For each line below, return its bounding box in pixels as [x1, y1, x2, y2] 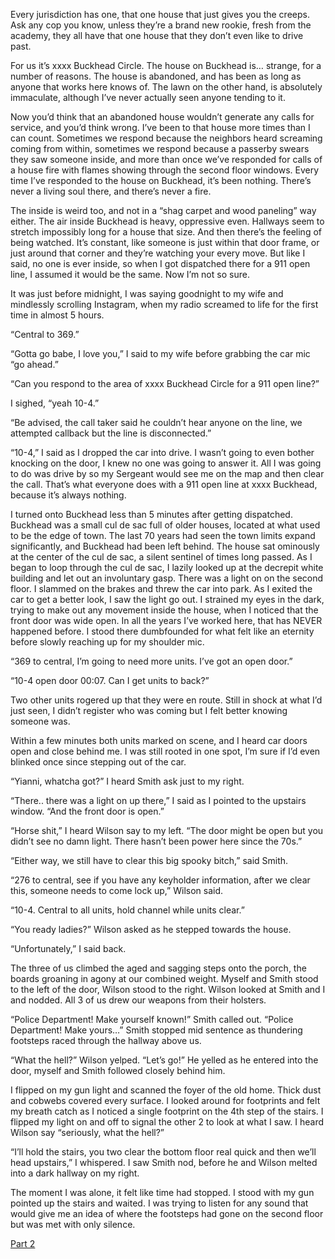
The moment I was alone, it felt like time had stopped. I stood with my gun [10, 1187, 315, 1198]
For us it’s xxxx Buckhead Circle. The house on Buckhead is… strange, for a [10, 60, 322, 71]
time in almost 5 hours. [10, 309, 105, 321]
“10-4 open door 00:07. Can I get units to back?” [10, 675, 210, 686]
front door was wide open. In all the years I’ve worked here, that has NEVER [10, 615, 323, 626]
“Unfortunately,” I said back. [10, 943, 127, 954]
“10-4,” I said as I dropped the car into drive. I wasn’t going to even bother [10, 447, 315, 458]
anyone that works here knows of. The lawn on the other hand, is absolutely [10, 81, 323, 93]
